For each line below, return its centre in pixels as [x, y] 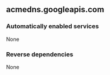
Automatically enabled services [52, 26]
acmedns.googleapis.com [55, 10]
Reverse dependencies [40, 54]
